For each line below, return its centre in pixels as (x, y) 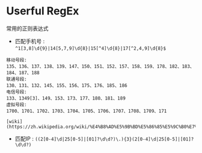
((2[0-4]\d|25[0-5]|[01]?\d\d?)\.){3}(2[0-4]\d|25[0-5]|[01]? (115, 139)
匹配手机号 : (30, 41)
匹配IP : (24, 139)
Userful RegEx (43, 11)
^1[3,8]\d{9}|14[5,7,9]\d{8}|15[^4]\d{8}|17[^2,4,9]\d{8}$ (90, 48)
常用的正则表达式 (27, 28)
